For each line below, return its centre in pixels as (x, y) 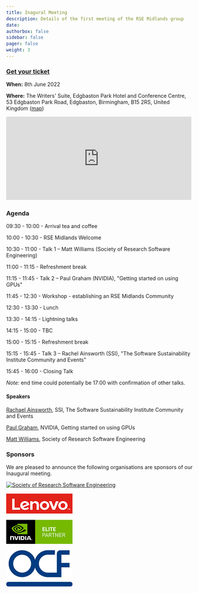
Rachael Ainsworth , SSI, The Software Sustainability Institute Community (95, 409)
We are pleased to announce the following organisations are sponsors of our (99, 467)
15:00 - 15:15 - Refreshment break (47, 342)
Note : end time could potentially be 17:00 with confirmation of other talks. (96, 383)
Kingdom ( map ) (25, 108)
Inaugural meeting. (29, 473)
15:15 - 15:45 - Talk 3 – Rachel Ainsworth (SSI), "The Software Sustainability (98, 354)
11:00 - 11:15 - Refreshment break (46, 267)
